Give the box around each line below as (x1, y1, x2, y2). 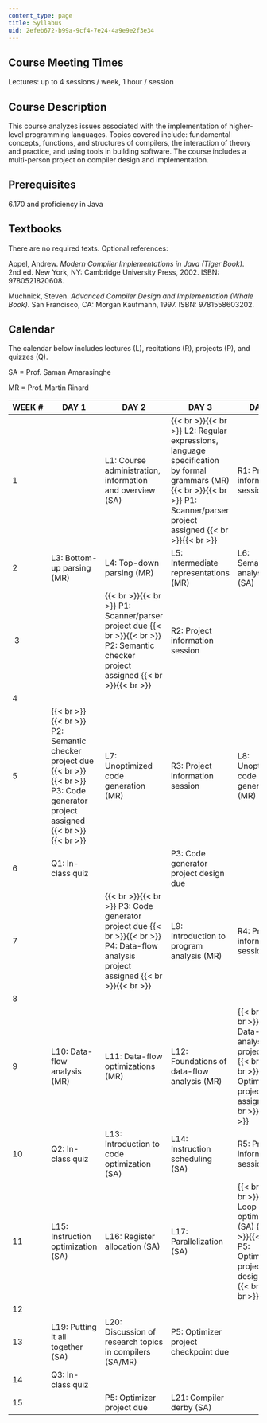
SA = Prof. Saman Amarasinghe (8, 368, 111, 377)
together (51, 1342, 83, 1353)
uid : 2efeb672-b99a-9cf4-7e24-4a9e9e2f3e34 (8, 26, 155, 34)
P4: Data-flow (104, 941, 159, 952)
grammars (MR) (170, 475, 230, 486)
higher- (229, 121, 253, 131)
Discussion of (104, 1327, 157, 1338)
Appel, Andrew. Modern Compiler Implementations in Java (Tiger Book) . (8, 259, 245, 268)
